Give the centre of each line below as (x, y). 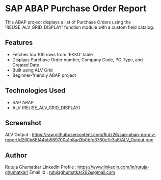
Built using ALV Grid (32, 70)
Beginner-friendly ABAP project (44, 75)
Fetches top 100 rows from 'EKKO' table (53, 54)
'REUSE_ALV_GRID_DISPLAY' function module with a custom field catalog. (80, 27)
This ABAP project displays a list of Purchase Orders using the (68, 22)
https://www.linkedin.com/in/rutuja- (113, 167)
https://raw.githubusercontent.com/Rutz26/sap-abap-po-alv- (94, 135)
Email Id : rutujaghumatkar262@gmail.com (72, 172)
